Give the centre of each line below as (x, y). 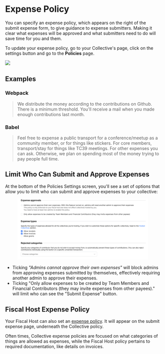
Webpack (17, 93)
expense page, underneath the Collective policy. (54, 326)
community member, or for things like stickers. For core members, (84, 143)
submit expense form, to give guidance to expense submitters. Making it (79, 28)
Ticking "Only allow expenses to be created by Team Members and (81, 283)
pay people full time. (38, 158)
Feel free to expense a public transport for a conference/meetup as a (87, 138)
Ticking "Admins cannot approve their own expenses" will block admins (85, 268)
